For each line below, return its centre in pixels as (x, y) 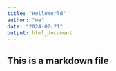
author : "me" (26, 20)
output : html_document (40, 33)
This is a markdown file (58, 60)
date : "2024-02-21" (35, 26)
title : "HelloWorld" (37, 13)
